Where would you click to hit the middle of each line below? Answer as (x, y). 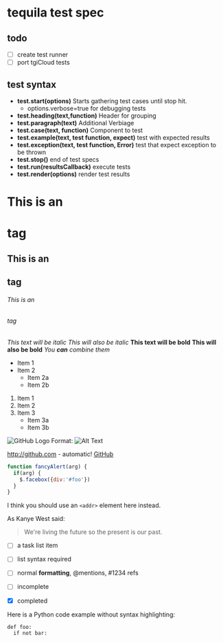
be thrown (32, 152)
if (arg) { (27, 473)
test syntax (32, 84)
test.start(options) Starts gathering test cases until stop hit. (102, 100)
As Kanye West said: (36, 519)
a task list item (37, 546)
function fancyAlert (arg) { (47, 467)
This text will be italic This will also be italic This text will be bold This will (112, 342)
